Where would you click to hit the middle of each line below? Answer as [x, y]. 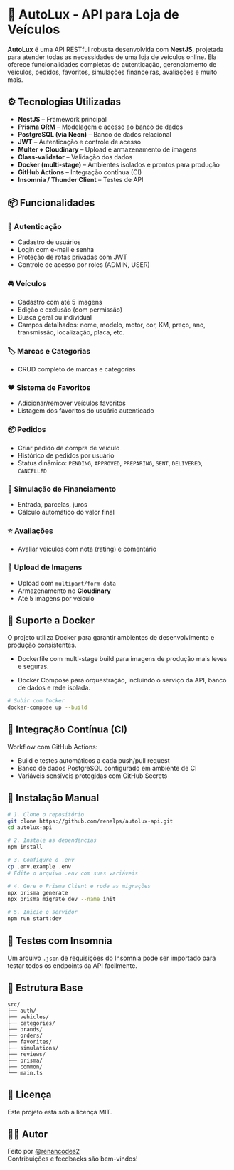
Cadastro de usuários [49, 242]
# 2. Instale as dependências [52, 840]
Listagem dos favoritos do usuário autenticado [86, 411]
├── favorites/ [30, 1042]
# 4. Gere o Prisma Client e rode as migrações [79, 886]
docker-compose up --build [47, 707]
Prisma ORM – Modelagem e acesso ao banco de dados [100, 127]
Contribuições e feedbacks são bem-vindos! [73, 1159]
